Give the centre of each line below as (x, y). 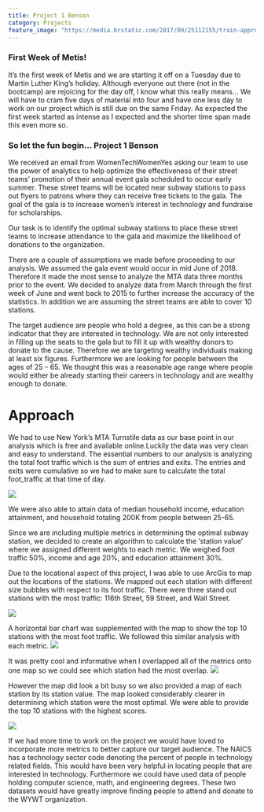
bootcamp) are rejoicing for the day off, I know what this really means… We (130, 91)
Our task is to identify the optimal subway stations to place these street (123, 227)
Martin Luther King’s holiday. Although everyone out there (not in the (119, 83)
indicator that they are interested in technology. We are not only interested (128, 333)
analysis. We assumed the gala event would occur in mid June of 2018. (123, 268)
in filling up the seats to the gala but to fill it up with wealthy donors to (121, 341)
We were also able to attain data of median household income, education (126, 509)
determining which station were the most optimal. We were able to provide (128, 702)
